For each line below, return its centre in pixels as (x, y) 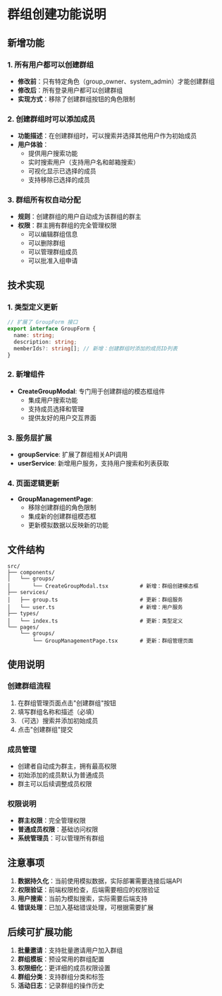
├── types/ (23, 614)
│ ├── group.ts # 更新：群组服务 (95, 600)
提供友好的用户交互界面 (62, 417)
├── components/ (31, 573)
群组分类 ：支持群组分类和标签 (61, 977)
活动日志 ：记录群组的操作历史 (61, 985)
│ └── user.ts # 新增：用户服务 (95, 607)
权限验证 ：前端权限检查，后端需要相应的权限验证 (88, 890)
